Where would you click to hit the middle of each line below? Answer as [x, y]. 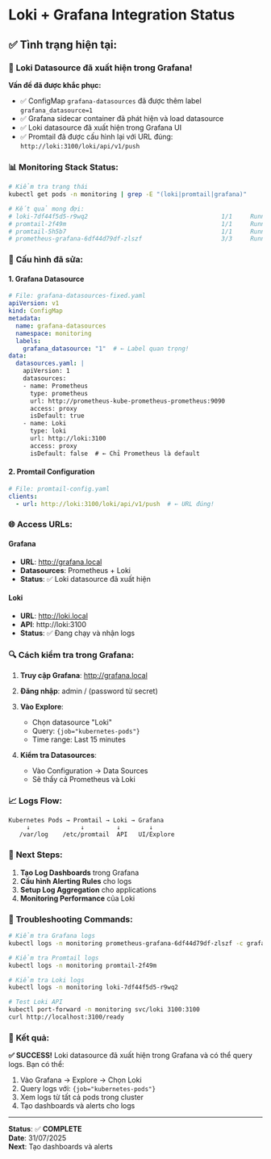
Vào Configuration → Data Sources [90, 771]
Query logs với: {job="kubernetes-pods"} [88, 1089]
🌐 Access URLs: [40, 525]
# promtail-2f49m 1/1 [120, 224]
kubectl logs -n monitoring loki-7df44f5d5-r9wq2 [94, 987]
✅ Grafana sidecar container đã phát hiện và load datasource [122, 118]
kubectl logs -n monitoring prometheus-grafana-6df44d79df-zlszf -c [126, 943]
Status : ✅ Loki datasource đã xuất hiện [85, 579]
